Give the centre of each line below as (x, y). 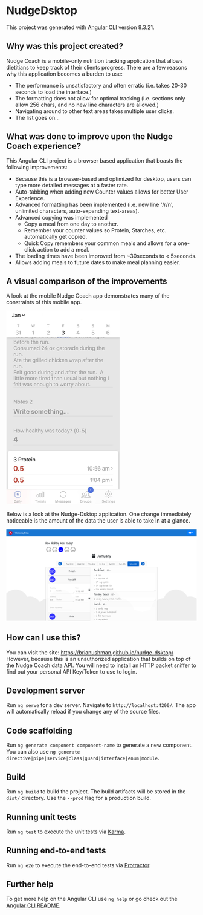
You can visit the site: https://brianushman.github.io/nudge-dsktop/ (90, 652)
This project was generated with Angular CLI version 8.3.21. (80, 27)
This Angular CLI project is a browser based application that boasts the (95, 160)
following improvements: (37, 167)
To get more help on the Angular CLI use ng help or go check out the (92, 899)
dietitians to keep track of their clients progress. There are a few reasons (97, 67)
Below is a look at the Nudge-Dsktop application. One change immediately (99, 514)
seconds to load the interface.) (53, 92)
